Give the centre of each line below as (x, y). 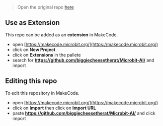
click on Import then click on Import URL (54, 108)
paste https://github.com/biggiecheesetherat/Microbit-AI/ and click (84, 113)
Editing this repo (31, 81)
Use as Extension (33, 23)
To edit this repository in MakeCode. (42, 93)
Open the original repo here (45, 7)
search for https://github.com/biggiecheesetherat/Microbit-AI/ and (83, 60)
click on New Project (34, 50)
